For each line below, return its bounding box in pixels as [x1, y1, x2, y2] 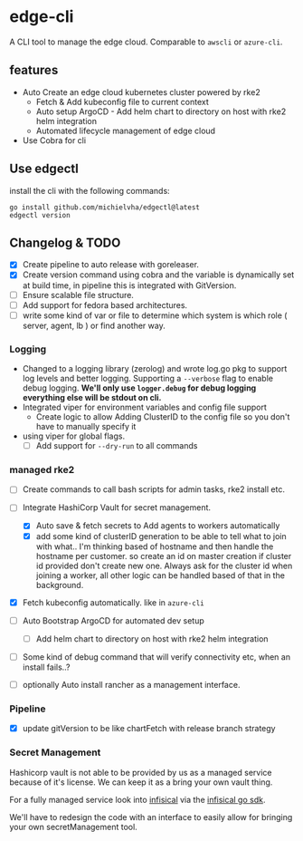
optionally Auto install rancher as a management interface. [22, 679, 241, 690]
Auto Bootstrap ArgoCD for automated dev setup [22, 614, 205, 626]
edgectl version [9, 210, 71, 219]
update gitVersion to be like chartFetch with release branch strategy [22, 723, 276, 734]
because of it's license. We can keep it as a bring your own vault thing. [9, 777, 273, 788]
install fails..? [22, 662, 71, 672]
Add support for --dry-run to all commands [35, 440, 198, 450]
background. [35, 579, 84, 590]
